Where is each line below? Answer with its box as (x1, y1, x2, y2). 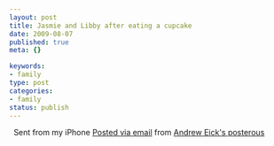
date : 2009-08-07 (9, 29, 74, 38)
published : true (9, 37, 69, 47)
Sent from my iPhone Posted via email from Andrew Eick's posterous (12, 127, 265, 138)
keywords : (9, 62, 46, 71)
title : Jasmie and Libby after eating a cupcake (9, 21, 192, 30)
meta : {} (9, 46, 42, 55)
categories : (9, 86, 53, 96)
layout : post (9, 12, 58, 22)
